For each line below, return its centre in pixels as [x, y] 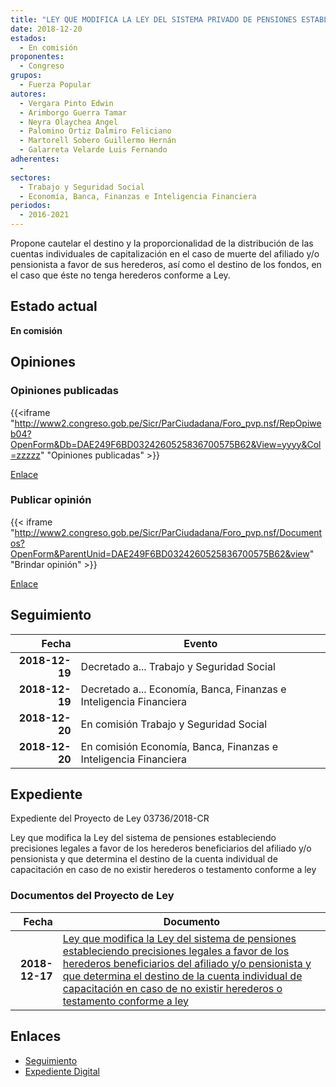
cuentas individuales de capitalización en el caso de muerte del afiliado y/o [165, 254]
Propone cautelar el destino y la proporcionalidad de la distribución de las [162, 243]
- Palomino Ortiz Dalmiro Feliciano [95, 131]
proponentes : [37, 57]
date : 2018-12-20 [46, 29]
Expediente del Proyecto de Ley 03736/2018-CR [110, 818]
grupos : [26, 76]
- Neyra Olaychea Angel [68, 122]
